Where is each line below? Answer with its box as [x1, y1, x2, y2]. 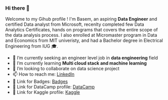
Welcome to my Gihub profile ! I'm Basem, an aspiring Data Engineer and [5, 16, 157, 22]
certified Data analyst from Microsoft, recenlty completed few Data [5, 21, 145, 27]
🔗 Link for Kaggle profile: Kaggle [12, 89, 80, 95]
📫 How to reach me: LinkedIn [12, 71, 75, 77]
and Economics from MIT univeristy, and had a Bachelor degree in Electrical [5, 37, 163, 43]
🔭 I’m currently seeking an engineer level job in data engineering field [12, 55, 158, 61]
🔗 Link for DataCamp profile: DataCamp [12, 84, 95, 90]
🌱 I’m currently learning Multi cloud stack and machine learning [12, 60, 147, 66]
